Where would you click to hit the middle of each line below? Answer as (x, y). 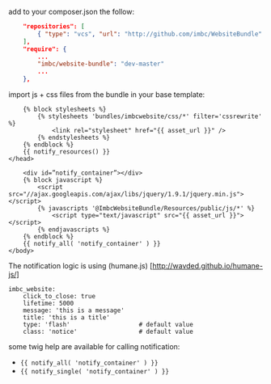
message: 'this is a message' (74, 310)
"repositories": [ (54, 27)
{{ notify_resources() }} (67, 152)
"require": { (45, 49)
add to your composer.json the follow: (72, 12)
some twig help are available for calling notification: (94, 346)
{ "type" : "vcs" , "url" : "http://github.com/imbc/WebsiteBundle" (150, 34)
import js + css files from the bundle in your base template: (107, 95)
